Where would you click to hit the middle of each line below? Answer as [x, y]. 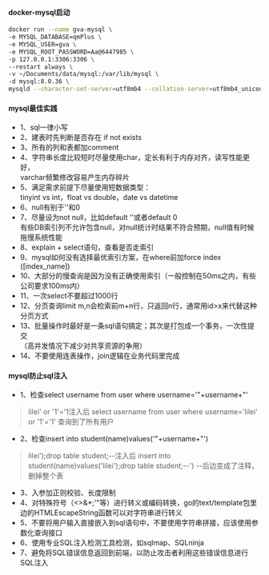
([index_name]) [45, 266]
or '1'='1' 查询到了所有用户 [71, 422]
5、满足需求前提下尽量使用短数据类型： [85, 187]
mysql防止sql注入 [38, 375]
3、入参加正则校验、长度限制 [68, 493]
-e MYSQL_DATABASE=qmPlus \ [55, 37]
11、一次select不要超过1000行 [69, 296]
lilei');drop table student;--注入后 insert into [99, 456]
